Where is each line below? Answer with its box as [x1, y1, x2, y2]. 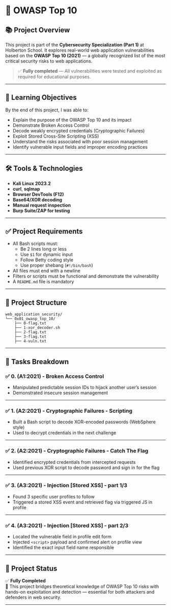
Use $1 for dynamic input [20, 252, 73, 258]
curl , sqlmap [12, 186, 40, 192]
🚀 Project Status [5, 564, 58, 573]
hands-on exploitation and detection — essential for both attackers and [5, 589, 155, 595]
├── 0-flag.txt [14, 321, 47, 326]
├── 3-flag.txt [14, 334, 47, 340]
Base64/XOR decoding [12, 196, 63, 202]
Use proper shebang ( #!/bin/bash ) [20, 262, 93, 268]
